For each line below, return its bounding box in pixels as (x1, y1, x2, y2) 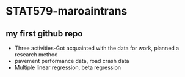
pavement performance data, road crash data (14, 58, 129, 64)
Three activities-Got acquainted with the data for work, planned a (14, 44, 180, 52)
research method (14, 51, 59, 58)
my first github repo (5, 28, 83, 39)
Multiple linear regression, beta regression (14, 64, 122, 71)
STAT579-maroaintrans (5, 4, 128, 18)
